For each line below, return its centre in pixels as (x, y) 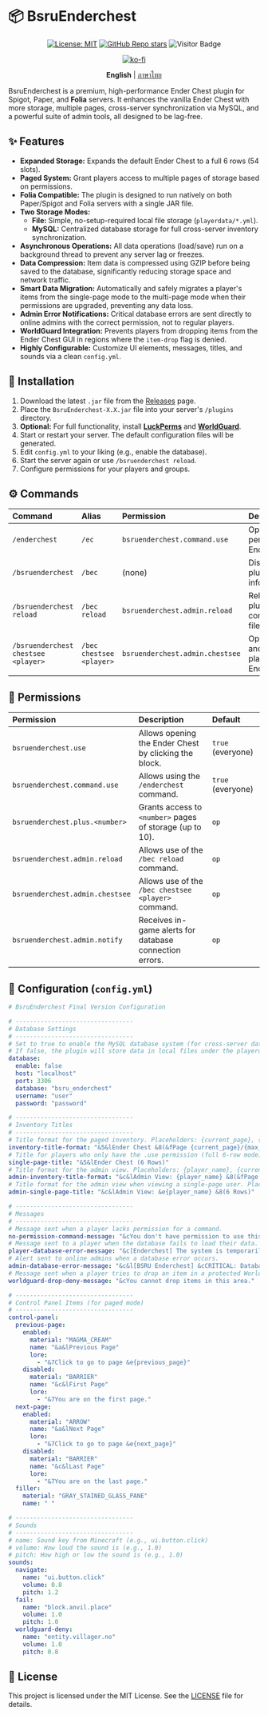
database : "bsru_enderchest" (64, 1088)
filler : (28, 1489)
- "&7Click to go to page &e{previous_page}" (114, 1362)
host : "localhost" (46, 1073)
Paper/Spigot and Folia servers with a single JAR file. (106, 203)
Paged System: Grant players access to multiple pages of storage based (140, 178)
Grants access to (170, 807)
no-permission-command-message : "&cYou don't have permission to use (126, 1236)
